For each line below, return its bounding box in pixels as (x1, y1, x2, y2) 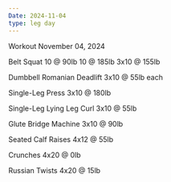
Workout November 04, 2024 (8, 41, 106, 51)
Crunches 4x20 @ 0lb (8, 150, 82, 160)
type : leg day (8, 19, 56, 27)
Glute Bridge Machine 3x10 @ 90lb (8, 119, 124, 128)
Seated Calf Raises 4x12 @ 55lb (8, 134, 114, 144)
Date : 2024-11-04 (8, 11, 67, 20)
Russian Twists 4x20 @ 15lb (8, 165, 101, 175)
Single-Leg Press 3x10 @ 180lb (8, 87, 112, 97)
